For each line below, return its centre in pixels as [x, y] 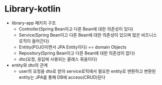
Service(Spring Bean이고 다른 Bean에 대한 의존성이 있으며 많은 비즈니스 [88, 35]
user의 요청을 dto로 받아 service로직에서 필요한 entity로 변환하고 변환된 [87, 71]
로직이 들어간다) [34, 41]
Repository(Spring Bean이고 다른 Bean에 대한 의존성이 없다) [77, 53]
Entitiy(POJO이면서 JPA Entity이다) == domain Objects [73, 47]
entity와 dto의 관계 [30, 65]
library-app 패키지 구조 [34, 23]
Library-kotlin [33, 9]
